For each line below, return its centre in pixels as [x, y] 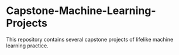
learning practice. [27, 46]
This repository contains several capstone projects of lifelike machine [90, 39]
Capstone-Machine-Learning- [81, 11]
